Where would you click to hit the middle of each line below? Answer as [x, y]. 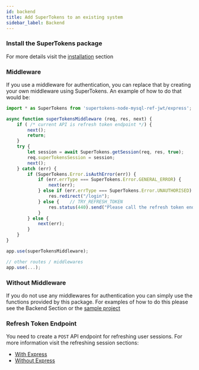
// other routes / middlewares [45, 262]
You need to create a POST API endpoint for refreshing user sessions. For [94, 337]
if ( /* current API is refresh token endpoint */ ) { [84, 124]
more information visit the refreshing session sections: [73, 343]
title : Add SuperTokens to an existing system [65, 17]
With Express [31, 355]
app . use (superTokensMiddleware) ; [47, 251]
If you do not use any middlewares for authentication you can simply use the [99, 295]
